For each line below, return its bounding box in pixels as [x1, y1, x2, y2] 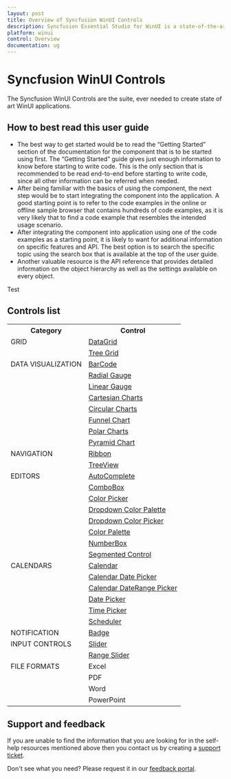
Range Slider [88, 650, 130, 660]
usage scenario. [16, 220, 63, 229]
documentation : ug [7, 42, 60, 49]
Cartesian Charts [88, 393, 143, 402]
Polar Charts [88, 426, 129, 436]
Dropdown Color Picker [88, 516, 164, 526]
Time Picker [88, 605, 127, 615]
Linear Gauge [88, 382, 132, 391]
